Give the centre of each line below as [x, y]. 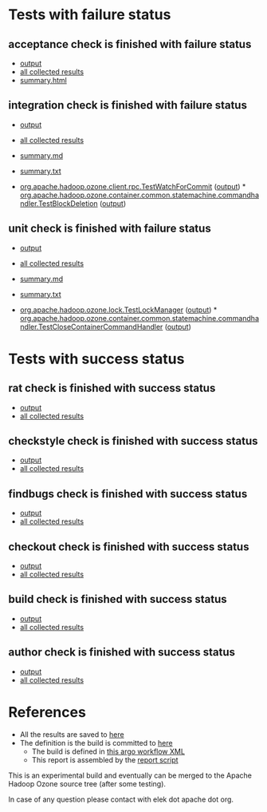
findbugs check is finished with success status [128, 494]
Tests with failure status [90, 15]
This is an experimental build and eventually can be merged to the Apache [130, 775]
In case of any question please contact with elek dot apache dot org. [121, 799]
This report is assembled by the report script [105, 759]
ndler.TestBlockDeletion [59, 203]
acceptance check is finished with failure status [130, 44]
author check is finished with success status [122, 652]
